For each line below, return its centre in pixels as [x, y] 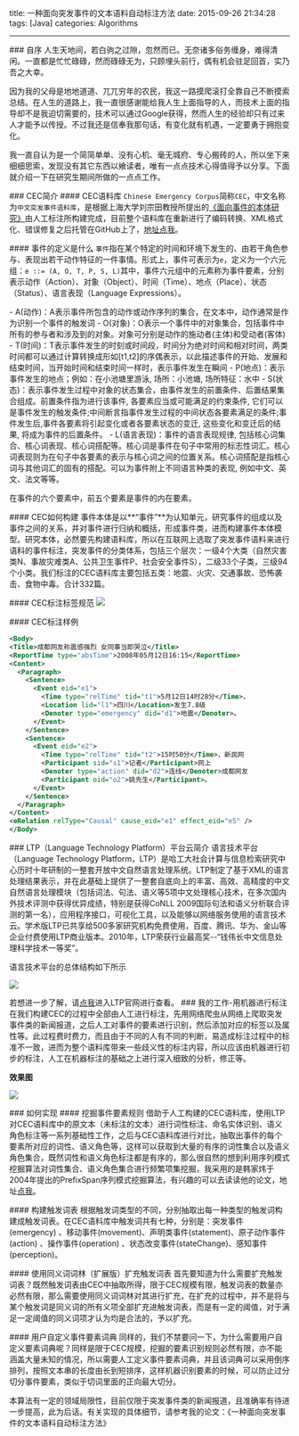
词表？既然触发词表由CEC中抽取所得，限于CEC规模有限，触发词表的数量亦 [146, 1284]
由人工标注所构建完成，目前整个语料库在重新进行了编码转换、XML [147, 218]
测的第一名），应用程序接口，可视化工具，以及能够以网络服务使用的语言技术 [148, 914]
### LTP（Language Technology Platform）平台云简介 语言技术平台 [134, 847]
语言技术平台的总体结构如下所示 [68, 967]
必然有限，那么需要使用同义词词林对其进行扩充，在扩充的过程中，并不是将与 [149, 1296]
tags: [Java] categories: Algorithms [74, 23]
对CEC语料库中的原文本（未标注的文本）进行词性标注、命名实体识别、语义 [146, 1124]
